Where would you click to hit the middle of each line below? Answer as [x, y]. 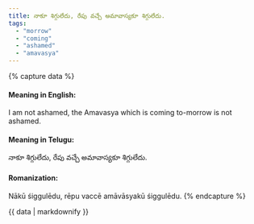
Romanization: [33, 178]
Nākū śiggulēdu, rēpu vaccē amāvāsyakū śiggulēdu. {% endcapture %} [127, 196]
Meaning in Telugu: [42, 139]
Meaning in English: [42, 94]
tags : [17, 23]
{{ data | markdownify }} [49, 211]
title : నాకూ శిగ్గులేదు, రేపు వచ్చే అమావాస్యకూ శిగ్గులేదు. [87, 16]
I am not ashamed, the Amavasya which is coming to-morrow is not [120, 113]
